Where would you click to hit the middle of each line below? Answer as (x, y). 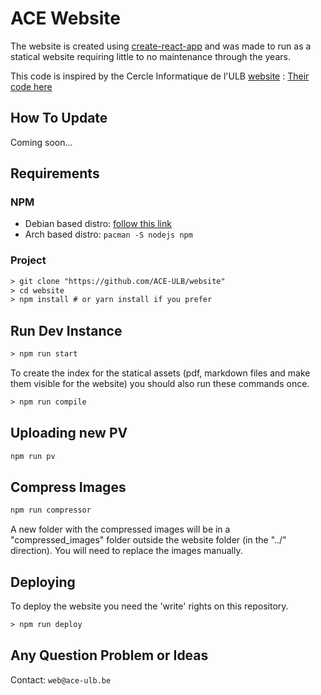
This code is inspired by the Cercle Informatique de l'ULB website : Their (160, 76)
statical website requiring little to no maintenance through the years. (150, 56)
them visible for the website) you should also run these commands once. (160, 384)
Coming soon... (41, 142)
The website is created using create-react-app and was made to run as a (161, 46)
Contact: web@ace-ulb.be (61, 679)
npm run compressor (51, 510)
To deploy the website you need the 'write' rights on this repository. (149, 606)
